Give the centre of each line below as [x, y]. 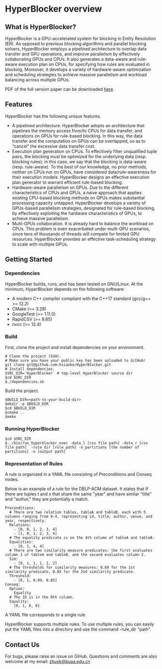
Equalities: [22, 542]
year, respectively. [26, 521]
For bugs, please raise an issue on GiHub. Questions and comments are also [81, 656]
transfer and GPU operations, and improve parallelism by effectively [73, 54]
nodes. [12, 480]
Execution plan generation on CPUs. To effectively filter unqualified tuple [84, 151]
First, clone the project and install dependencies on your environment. [75, 347]
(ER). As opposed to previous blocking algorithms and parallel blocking [76, 44]
